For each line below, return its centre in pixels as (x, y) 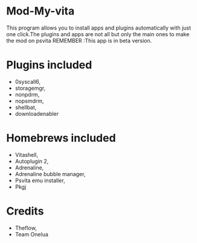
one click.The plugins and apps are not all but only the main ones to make (98, 34)
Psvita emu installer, (40, 180)
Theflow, (26, 228)
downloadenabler (37, 113)
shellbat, (26, 107)
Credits (25, 211)
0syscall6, (28, 81)
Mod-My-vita (40, 11)
